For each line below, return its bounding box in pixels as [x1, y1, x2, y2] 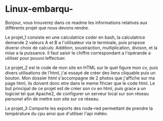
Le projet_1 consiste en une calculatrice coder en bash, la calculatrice [5, 34, 146, 40]
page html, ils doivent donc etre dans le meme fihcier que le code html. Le [5, 80, 155, 86]
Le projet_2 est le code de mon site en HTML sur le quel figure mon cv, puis [5, 65, 158, 71]
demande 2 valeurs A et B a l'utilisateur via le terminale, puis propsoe [5, 39, 145, 45]
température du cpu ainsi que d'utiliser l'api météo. [5, 110, 108, 116]
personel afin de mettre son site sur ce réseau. [5, 96, 100, 101]
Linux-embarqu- [5, 3, 74, 15]
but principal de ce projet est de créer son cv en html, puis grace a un [5, 85, 146, 91]
